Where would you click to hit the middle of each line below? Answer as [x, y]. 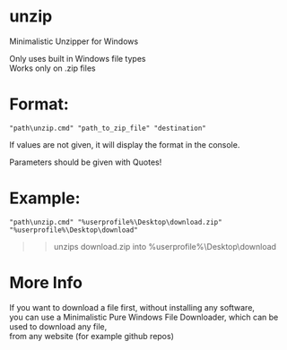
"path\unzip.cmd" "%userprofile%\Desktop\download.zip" [116, 222]
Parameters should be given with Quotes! [86, 162]
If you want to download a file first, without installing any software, [132, 307]
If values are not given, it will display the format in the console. [125, 144]
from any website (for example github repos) [92, 336]
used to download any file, [58, 326]
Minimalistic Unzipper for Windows [74, 41]
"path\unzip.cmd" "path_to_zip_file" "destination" [108, 128]
